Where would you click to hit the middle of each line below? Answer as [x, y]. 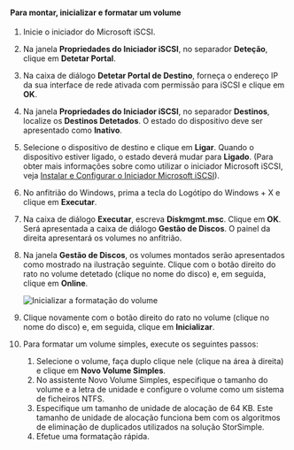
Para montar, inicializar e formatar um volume [96, 12]
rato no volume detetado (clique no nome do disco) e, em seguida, [144, 274]
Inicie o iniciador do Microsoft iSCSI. [89, 32]
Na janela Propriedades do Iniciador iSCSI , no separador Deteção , [145, 50]
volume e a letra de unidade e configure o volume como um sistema [160, 390]
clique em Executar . [60, 202]
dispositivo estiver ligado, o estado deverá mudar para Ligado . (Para [148, 157]
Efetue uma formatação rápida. [93, 437]
